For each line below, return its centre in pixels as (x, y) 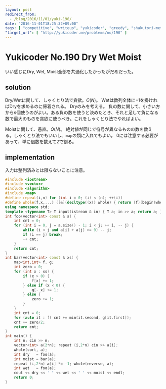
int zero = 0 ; (28, 267)
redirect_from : (21, 14)
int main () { (19, 336)
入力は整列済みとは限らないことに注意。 (46, 170)
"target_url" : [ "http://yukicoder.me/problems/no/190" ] (66, 33)
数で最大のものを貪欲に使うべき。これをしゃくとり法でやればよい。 (74, 118)
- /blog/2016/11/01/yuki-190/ (41, 19)
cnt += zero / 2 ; (30, 322)
